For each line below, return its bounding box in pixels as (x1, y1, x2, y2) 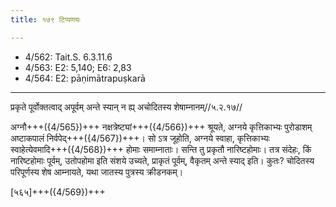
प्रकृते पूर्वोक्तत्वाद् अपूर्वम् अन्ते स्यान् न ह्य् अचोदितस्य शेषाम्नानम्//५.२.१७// (10, 101, 243, 113)
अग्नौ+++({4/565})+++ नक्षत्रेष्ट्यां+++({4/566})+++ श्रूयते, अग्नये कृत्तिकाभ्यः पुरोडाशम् (10, 121, 313, 133)
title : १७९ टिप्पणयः (10, 14, 81, 25)
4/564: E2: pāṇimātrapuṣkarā (24, 72, 146, 84)
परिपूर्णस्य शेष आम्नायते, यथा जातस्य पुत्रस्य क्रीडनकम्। (10, 166, 184, 178)
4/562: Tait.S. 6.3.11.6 (24, 51, 113, 63)
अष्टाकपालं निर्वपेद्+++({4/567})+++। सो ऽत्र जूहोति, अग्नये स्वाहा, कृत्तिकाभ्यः (10, 132, 270, 144)
